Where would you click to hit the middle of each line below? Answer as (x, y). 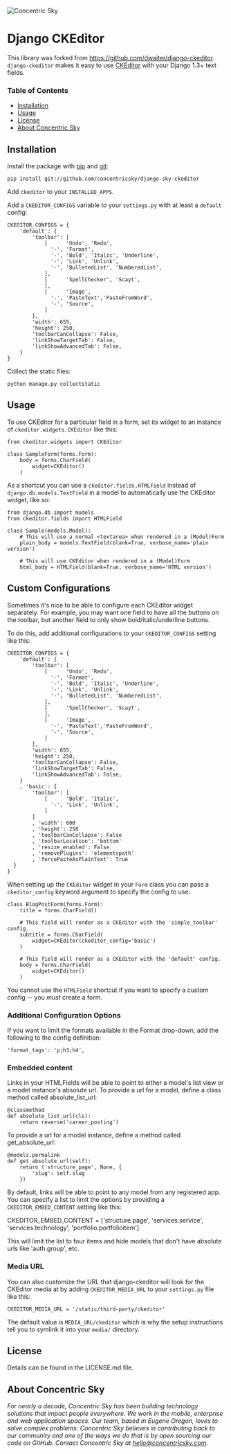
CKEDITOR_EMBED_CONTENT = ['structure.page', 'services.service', (105, 1221)
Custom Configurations (59, 588)
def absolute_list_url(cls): (49, 1116)
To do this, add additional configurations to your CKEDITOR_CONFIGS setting (112, 633)
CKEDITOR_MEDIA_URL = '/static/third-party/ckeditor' (86, 1309)
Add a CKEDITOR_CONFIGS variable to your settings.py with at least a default (114, 205)
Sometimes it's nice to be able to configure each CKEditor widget (100, 605)
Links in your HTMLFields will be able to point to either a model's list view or (115, 1083)
